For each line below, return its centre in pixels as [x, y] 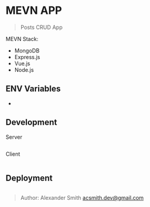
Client [13, 154]
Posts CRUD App [41, 27]
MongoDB [27, 50]
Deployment [29, 178]
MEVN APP [34, 11]
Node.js [24, 69]
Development [32, 122]
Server [14, 137]
